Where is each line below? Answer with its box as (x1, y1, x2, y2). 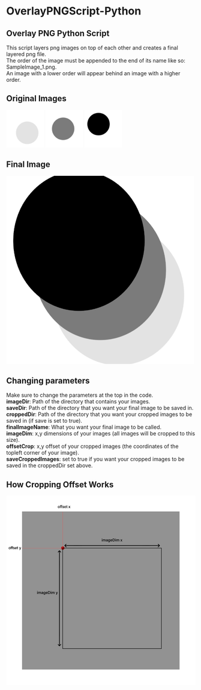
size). (6, 437, 20, 444)
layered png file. (6, 51, 47, 58)
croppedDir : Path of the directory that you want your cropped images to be (6, 411, 193, 418)
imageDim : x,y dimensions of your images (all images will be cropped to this (6, 430, 196, 437)
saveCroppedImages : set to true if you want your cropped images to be (6, 456, 185, 463)
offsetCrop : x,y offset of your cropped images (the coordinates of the (6, 443, 179, 450)
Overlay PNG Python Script (6, 28, 110, 39)
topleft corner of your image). (6, 449, 79, 456)
